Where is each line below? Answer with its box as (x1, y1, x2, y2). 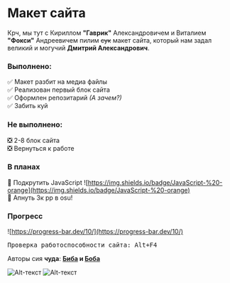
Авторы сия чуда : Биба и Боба (7, 255, 101, 263)
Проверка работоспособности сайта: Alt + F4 (7, 241, 158, 250)
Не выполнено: (7, 119, 62, 129)
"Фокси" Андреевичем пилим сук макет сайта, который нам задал (7, 36, 212, 44)
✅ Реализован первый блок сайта (7, 85, 110, 94)
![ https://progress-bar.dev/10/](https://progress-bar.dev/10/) (7, 228, 183, 236)
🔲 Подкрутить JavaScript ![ (7, 178, 89, 186)
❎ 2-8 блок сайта (7, 136, 60, 144)
